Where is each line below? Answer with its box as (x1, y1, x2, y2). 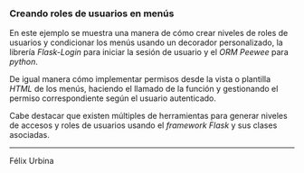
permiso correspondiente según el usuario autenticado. (9, 93, 217, 104)
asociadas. (9, 130, 50, 141)
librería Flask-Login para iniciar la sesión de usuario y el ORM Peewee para (9, 47, 289, 58)
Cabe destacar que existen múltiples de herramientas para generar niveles (9, 111, 288, 122)
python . (9, 57, 38, 68)
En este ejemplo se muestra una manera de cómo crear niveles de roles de (9, 28, 289, 39)
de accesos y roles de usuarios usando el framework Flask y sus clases (9, 120, 278, 131)
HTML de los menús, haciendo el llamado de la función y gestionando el (9, 84, 279, 95)
